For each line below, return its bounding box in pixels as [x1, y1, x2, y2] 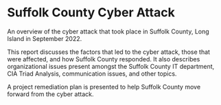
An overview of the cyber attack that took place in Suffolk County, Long [7, 27, 209, 35]
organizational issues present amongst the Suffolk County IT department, [7, 62, 215, 70]
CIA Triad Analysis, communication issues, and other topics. [7, 70, 177, 78]
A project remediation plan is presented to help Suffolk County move [7, 82, 201, 91]
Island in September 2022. [7, 34, 82, 42]
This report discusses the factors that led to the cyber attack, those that [7, 48, 211, 56]
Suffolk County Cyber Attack [7, 5, 175, 20]
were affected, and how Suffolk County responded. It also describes [7, 55, 200, 63]
